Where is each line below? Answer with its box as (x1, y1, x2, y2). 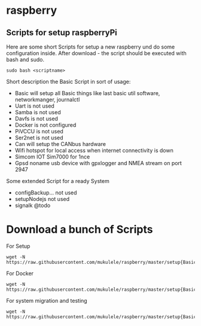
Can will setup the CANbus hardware (14, 141, 106, 147)
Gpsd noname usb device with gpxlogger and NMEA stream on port (14, 160, 182, 166)
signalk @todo (14, 202, 51, 209)
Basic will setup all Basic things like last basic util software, (14, 90, 160, 96)
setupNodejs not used (14, 196, 70, 202)
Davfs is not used (14, 115, 59, 122)
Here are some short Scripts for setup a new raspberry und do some (6, 43, 175, 50)
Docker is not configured (14, 121, 77, 129)
